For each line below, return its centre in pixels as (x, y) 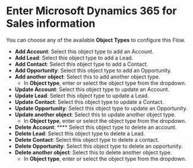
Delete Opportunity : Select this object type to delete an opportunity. (99, 146)
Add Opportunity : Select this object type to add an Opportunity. (93, 70)
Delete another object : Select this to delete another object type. (93, 152)
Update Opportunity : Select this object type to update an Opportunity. (101, 108)
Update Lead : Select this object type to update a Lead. (82, 96)
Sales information (51, 23)
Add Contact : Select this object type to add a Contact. (81, 64)
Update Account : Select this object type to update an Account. (92, 89)
